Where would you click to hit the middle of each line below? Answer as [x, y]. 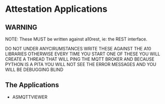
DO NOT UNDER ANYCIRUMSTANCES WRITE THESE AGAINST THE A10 [78, 49]
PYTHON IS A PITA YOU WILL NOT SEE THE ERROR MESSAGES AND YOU [81, 64]
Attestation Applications [56, 9]
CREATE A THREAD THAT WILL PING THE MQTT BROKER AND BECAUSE [80, 59]
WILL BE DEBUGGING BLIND [34, 69]
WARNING [21, 27]
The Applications [32, 85]
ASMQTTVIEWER [30, 97]
